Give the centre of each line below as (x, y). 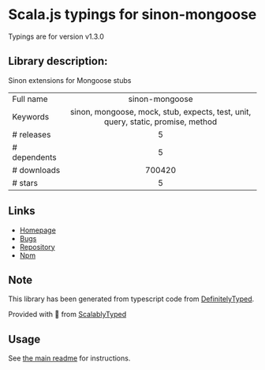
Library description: (58, 61)
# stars (25, 183)
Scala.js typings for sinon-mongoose (132, 15)
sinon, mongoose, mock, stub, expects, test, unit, (160, 111)
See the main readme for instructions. (69, 358)
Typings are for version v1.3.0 (56, 36)
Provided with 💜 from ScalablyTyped (67, 315)
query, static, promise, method (160, 122)
